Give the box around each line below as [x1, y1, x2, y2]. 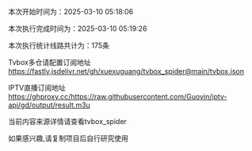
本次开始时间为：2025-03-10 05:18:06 [8, 7, 134, 16]
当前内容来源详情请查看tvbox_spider [8, 117, 127, 126]
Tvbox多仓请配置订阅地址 [8, 58, 91, 67]
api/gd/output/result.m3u [8, 100, 91, 110]
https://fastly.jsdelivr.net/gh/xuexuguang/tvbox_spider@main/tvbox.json [8, 67, 244, 75]
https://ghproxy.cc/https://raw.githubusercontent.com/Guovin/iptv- [8, 92, 227, 101]
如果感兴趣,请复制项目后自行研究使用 [8, 134, 129, 143]
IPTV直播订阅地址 [8, 83, 66, 92]
